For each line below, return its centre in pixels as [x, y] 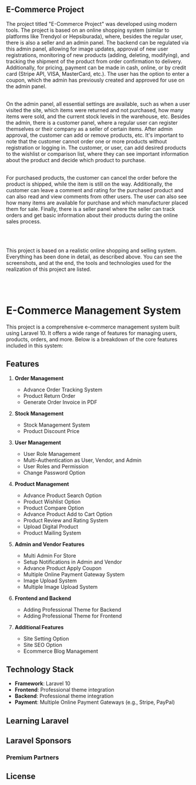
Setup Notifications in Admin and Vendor [72, 562]
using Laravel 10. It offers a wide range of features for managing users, [92, 333]
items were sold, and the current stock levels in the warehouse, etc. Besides [98, 116]
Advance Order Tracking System [63, 390]
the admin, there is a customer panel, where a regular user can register [92, 122]
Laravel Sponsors [39, 741]
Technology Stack [40, 669]
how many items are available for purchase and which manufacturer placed [97, 203]
